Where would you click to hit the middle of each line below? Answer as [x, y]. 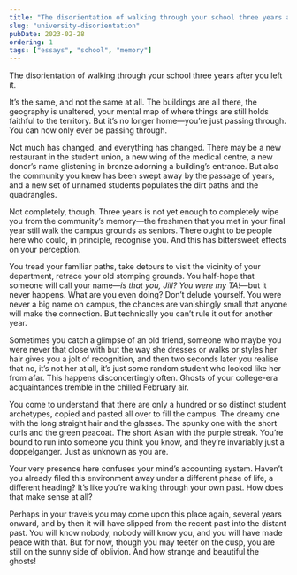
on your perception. [45, 250]
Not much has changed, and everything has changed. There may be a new [145, 148]
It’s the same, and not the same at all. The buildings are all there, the [133, 102]
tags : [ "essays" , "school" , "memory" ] [80, 51]
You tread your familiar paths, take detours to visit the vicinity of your [135, 267]
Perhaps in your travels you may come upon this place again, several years [146, 514]
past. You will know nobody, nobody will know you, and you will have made [146, 533]
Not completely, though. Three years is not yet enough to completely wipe [144, 212]
